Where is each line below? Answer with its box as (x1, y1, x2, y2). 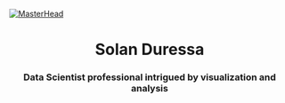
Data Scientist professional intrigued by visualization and (23, 71, 276, 83)
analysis (130, 83, 169, 95)
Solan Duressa (94, 40, 205, 59)
